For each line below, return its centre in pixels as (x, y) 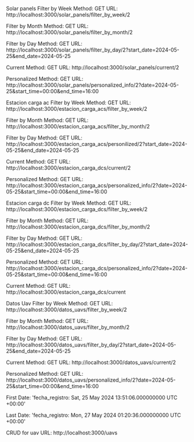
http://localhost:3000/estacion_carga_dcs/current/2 (68, 168)
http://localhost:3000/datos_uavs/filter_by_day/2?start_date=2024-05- (91, 345)
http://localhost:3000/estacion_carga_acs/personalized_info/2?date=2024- (97, 185)
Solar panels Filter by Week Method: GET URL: (62, 8)
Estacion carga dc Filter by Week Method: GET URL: (69, 203)
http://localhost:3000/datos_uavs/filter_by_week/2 (67, 310)
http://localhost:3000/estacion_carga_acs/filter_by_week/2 (77, 109)
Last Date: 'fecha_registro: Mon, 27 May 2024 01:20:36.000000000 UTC (93, 415)
